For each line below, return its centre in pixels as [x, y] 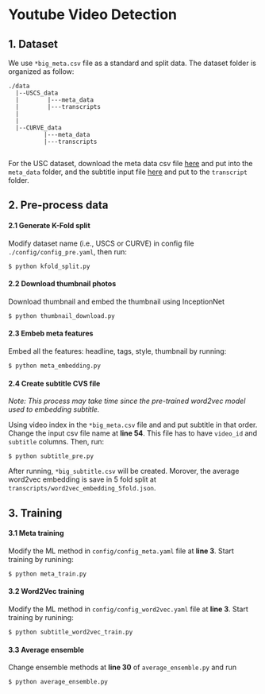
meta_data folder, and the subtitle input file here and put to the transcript [128, 172]
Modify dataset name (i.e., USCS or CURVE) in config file [101, 243]
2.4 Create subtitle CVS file [54, 383]
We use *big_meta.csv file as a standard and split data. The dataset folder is [132, 63]
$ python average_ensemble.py [58, 682]
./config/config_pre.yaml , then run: [67, 251]
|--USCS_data [37, 93]
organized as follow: [41, 72]
